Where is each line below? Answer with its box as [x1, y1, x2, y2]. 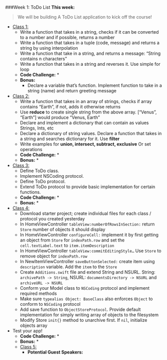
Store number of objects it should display [20, 226, 105, 232]
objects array [20, 322, 48, 328]
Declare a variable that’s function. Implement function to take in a [27, 82, 162, 88]
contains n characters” [20, 56, 67, 62]
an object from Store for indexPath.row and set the [20, 237, 125, 243]
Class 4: [12, 205, 30, 211]
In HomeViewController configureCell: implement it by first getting [20, 232, 159, 237]
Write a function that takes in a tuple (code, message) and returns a [20, 40, 159, 46]
